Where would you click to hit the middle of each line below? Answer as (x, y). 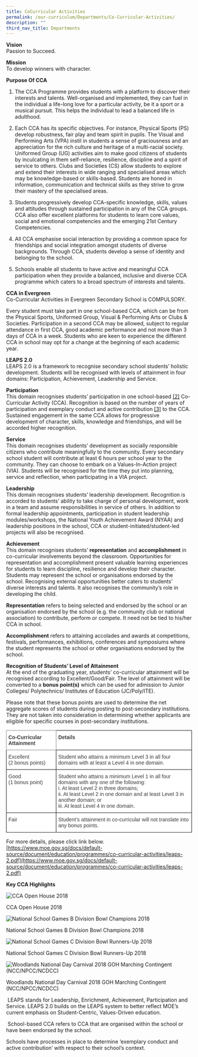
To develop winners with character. (49, 69)
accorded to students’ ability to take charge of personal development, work (98, 501)
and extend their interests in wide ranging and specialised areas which (100, 172)
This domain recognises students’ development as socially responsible (92, 446)
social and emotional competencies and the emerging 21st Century (96, 221)
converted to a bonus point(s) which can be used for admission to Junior (95, 685)
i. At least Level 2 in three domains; (98, 788)
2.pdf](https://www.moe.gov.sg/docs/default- (62, 860)
